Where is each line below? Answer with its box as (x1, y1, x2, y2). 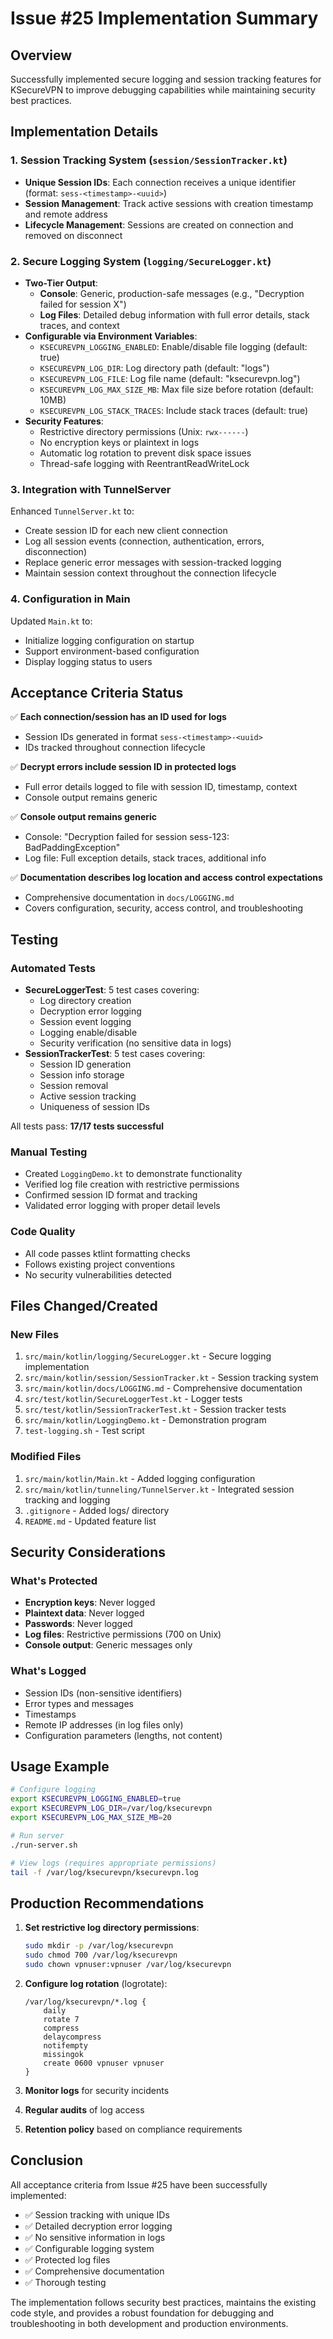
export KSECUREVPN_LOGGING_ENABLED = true (10, 1794, 182, 1804)
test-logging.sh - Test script (24, 1425, 145, 1437)
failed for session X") (39, 298, 127, 310)
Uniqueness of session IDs (39, 1101, 150, 1113)
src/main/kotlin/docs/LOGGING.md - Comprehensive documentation (24, 1382, 303, 1394)
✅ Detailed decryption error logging (24, 2220, 173, 2232)
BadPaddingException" (24, 842, 121, 854)
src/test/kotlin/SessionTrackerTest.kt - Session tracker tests (24, 1403, 287, 1416)
